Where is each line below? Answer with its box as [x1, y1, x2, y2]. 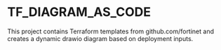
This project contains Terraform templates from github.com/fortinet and [7, 27, 214, 35]
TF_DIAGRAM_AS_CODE [7, 4, 152, 20]
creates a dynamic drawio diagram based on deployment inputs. [7, 34, 194, 42]
